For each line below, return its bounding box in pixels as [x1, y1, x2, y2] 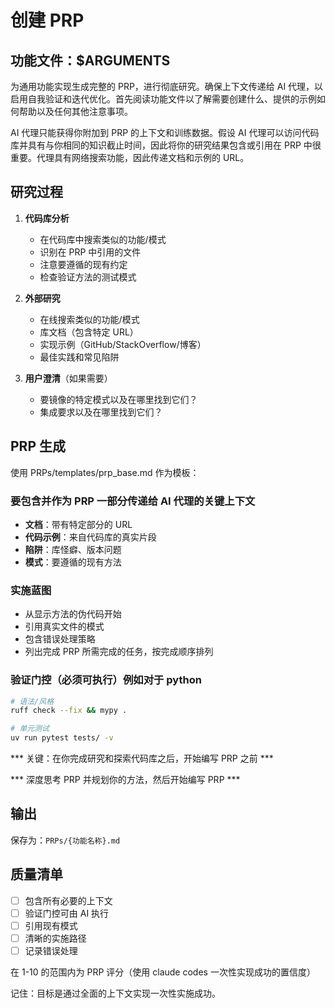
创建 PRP [10, 9, 85, 32]
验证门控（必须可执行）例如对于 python [10, 673, 202, 687]
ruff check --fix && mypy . [10, 706, 128, 716]
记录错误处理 [24, 944, 78, 956]
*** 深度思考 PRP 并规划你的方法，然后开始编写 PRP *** [10, 774, 241, 786]
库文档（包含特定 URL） [39, 326, 139, 338]
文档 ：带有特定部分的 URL [24, 518, 133, 530]
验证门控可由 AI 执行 [24, 907, 110, 919]
